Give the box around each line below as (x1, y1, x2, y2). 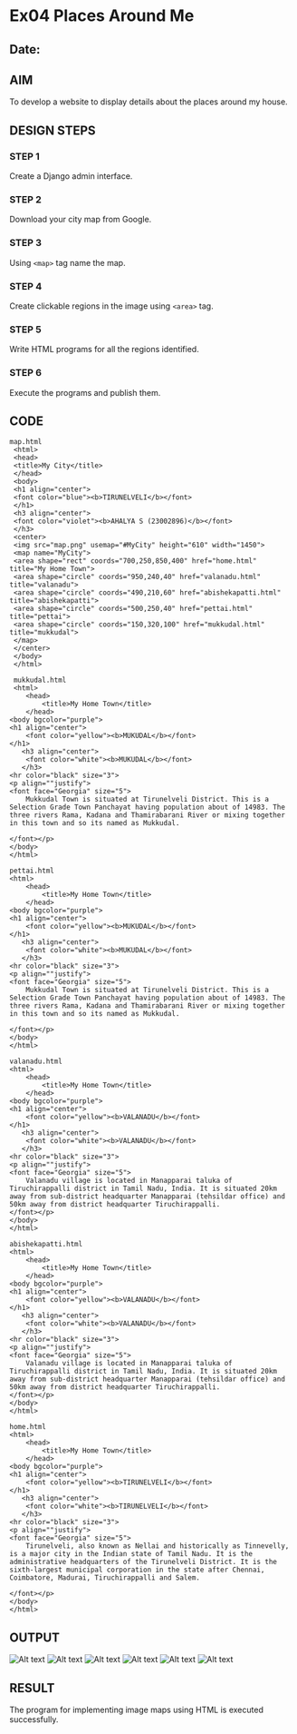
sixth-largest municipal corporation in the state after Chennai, (9, 1565, 265, 1575)
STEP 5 (9, 323, 43, 336)
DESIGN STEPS (9, 123, 97, 138)
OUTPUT (9, 1630, 61, 1645)
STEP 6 (9, 367, 43, 379)
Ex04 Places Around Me (9, 5, 195, 26)
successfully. (9, 1714, 59, 1725)
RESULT (9, 1680, 55, 1696)
